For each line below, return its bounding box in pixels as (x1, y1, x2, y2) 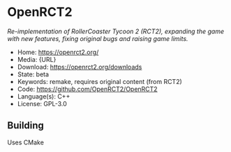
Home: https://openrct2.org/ (17, 48, 99, 56)
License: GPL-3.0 (17, 99, 68, 108)
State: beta (17, 70, 50, 78)
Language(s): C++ (17, 92, 70, 101)
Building (7, 119, 44, 132)
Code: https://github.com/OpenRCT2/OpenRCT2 (17, 85, 158, 93)
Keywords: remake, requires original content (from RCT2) (17, 77, 183, 85)
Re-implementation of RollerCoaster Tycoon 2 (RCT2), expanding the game (7, 27, 225, 35)
